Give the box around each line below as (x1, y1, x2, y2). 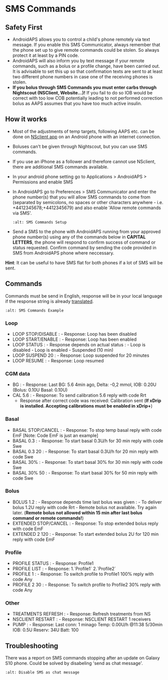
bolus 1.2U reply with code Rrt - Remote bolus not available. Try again (12, 504, 157, 510)
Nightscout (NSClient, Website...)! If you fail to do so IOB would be (12, 90, 153, 95)
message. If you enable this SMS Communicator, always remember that (12, 42, 160, 48)
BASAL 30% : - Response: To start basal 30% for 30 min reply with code (12, 459, 163, 465)
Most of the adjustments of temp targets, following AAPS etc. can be (12, 128, 154, 134)
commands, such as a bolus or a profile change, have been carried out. (12, 63, 160, 69)
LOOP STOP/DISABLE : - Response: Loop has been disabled (12, 331, 137, 337)
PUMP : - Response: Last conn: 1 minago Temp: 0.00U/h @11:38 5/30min (12, 622, 163, 628)
